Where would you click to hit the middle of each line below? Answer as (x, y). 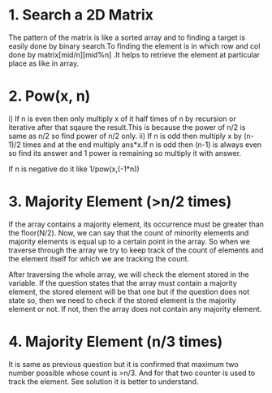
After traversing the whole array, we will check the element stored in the (129, 274)
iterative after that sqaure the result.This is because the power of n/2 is (127, 127)
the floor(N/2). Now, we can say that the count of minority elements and (129, 232)
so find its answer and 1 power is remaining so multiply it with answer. (125, 153)
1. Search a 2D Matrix (81, 15)
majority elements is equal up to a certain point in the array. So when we (129, 241)
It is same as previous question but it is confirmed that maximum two (123, 364)
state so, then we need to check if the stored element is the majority (123, 300)
